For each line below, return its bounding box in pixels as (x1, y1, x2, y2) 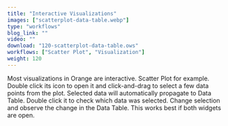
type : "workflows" (7, 23, 61, 30)
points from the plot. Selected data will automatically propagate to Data (7, 89, 211, 97)
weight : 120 (7, 55, 42, 62)
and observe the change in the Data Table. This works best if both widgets (7, 103, 222, 111)
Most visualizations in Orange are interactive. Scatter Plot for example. (7, 74, 210, 82)
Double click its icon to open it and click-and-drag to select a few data (7, 81, 209, 90)
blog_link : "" (7, 29, 49, 37)
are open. (7, 111, 35, 119)
